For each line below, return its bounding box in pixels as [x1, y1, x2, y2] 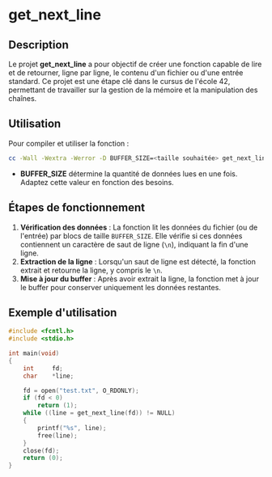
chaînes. [8, 94, 37, 103]
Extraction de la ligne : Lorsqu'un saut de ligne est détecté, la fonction [19, 256, 257, 266]
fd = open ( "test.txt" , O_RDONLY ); [23, 386, 139, 395]
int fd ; [23, 364, 63, 373]
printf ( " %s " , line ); [37, 424, 107, 432]
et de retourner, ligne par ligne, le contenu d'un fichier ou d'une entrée [8, 68, 244, 78]
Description [8, 38, 69, 52]
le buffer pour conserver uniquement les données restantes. [19, 282, 221, 292]
